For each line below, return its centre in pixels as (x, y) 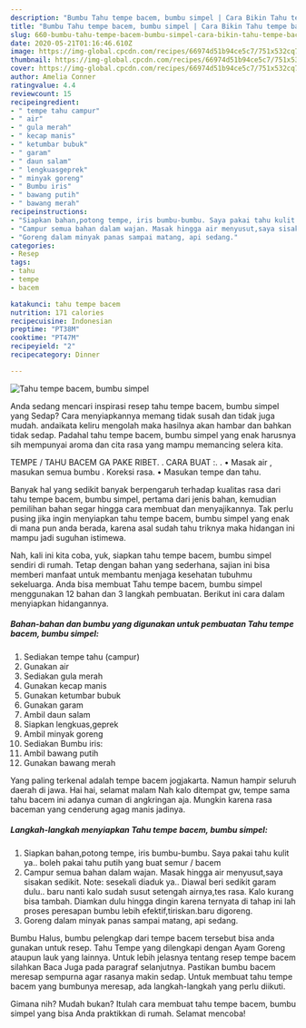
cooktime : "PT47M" (45, 338)
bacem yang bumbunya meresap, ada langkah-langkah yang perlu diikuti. (148, 986)
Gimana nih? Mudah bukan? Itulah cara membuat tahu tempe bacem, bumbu (153, 1004)
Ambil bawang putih (61, 753)
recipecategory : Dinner (55, 355)
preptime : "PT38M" (45, 329)
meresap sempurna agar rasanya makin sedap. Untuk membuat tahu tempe (152, 976)
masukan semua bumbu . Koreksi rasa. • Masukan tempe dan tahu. (136, 472)
